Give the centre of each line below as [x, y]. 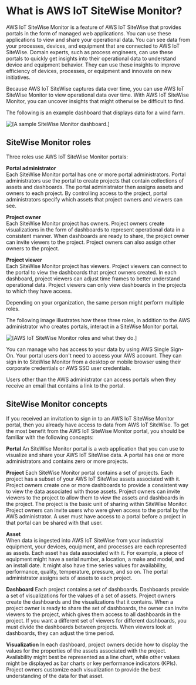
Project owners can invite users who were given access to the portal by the [97, 510]
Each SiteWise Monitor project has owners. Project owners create [85, 223]
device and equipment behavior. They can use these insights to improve [93, 64]
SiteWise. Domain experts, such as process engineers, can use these [89, 52]
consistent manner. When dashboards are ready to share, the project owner [98, 236]
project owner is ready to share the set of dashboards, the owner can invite [97, 608]
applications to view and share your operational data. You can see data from [98, 39]
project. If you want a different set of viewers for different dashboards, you [96, 620]
